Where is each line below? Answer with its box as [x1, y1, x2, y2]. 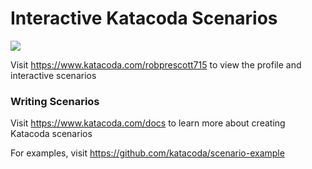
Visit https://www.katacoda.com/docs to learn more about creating [10, 117, 286, 129]
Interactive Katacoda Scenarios [10, 7, 278, 30]
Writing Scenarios [10, 94, 100, 108]
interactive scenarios [10, 69, 97, 81]
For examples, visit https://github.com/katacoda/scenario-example [10, 147, 285, 159]
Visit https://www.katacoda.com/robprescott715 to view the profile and [10, 58, 302, 71]
